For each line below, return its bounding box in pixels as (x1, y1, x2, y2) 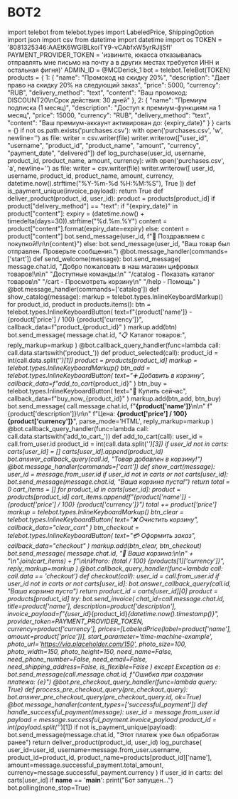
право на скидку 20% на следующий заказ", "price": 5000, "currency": (7, 80, 221, 89)
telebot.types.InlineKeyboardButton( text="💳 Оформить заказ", (7, 531, 196, 539)
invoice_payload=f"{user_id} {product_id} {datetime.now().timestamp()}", (7, 609, 219, 618)
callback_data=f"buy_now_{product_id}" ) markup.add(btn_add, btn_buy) (7, 394, 222, 403)
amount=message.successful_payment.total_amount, (7, 761, 164, 769)
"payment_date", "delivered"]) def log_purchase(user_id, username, (7, 149, 206, 157)
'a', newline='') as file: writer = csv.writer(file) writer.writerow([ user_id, (7, 164, 215, 172)
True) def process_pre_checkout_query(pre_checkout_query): (7, 684, 188, 694)
